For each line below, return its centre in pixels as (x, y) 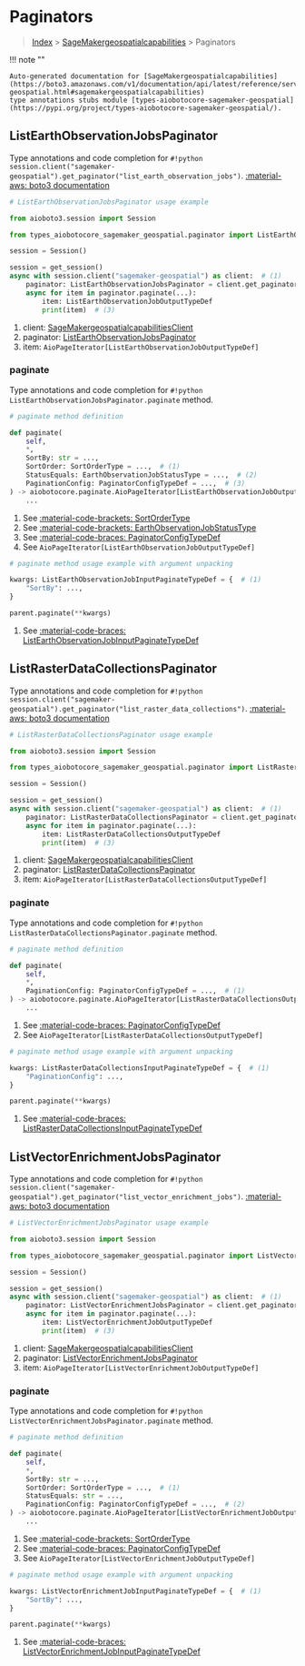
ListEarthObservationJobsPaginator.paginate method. (111, 399)
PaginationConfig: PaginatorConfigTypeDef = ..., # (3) (136, 483)
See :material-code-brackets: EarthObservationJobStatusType (139, 527)
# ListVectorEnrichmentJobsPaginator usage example (109, 1223)
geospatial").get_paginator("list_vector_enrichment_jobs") (126, 1197)
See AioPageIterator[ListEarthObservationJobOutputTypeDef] (139, 547)
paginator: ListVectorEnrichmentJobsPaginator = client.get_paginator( (164, 1306)
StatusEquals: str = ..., (75, 1496)
